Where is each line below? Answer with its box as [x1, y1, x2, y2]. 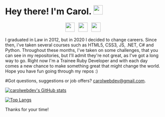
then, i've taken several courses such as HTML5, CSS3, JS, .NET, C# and [5, 42, 154, 48]
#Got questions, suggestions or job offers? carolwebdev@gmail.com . [5, 78, 146, 83]
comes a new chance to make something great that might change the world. [5, 63, 161, 69]
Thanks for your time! [5, 106, 49, 112]
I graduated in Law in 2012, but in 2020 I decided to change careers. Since [5, 37, 157, 42]
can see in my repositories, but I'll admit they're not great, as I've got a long [5, 52, 159, 58]
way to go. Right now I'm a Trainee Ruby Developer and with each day [5, 57, 148, 64]
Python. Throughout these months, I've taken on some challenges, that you [5, 47, 158, 53]
